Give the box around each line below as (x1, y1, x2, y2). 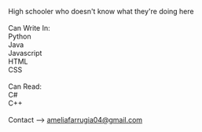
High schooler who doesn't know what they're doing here (8, 7, 194, 16)
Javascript (8, 49, 42, 57)
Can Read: (8, 82, 42, 91)
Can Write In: (8, 24, 51, 32)
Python (8, 31, 31, 41)
